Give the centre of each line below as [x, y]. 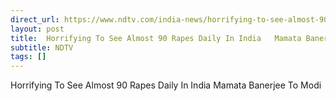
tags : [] [28, 57]
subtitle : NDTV [42, 47]
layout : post [37, 29]
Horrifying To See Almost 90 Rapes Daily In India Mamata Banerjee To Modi [166, 85]
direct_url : [35, 19]
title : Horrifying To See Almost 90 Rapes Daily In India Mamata [156, 38]
